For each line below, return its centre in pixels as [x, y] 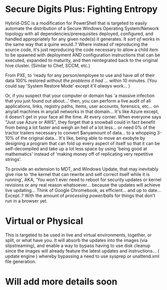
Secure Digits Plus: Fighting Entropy [82, 9]
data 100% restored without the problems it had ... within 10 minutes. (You [81, 80]
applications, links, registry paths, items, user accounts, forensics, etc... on [82, 106]
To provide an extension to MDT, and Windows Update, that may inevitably [82, 169]
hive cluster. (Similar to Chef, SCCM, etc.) [48, 65]
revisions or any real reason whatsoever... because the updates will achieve [83, 185]
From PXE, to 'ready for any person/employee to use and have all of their [80, 75]
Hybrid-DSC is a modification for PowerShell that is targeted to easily [76, 23]
